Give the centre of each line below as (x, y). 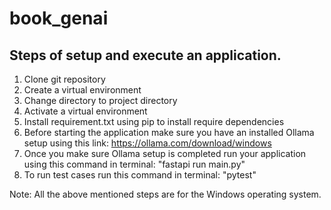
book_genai (59, 18)
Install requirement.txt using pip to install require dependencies (154, 121)
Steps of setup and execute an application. (145, 55)
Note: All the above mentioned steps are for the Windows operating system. (165, 194)
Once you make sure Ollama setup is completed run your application (165, 153)
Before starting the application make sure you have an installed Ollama (169, 132)
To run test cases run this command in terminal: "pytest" (140, 175)
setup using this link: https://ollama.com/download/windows (147, 143)
